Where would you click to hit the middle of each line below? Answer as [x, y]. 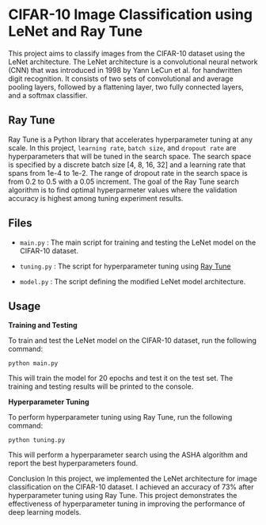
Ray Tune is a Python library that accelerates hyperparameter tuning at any [131, 139]
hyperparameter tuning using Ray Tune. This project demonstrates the [123, 496]
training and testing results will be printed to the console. [101, 386]
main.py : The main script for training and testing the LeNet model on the [138, 242]
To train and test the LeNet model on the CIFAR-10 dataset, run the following [133, 340]
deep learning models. [45, 512]
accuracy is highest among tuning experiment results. [96, 198]
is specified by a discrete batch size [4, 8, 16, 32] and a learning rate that [127, 165]
